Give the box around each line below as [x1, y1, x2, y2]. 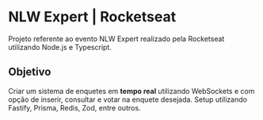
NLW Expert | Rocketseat [8, 8, 177, 26]
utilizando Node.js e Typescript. [8, 42, 112, 51]
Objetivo [8, 66, 51, 79]
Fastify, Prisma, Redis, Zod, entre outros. [8, 103, 141, 112]
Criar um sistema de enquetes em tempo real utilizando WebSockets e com [8, 86, 255, 96]
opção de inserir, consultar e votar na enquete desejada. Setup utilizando [8, 95, 248, 104]
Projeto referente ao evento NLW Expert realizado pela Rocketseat [8, 34, 225, 43]
